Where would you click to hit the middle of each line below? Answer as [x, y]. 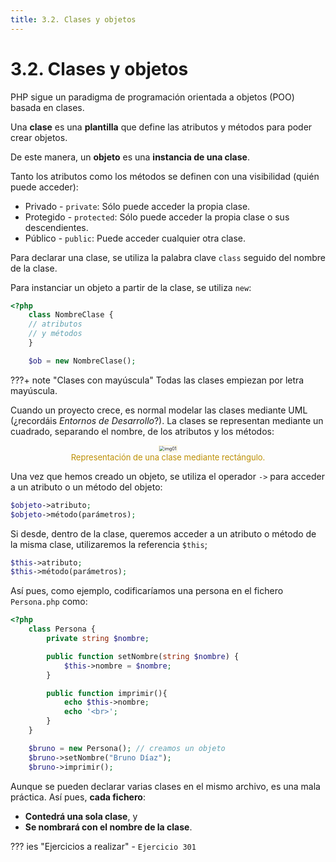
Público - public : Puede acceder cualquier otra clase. [135, 238]
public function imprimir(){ [107, 693]
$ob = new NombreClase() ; [82, 361]
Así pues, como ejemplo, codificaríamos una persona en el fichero [147, 591]
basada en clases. [47, 107]
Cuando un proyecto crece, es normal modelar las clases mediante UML [159, 410]
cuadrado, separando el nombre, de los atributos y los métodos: [142, 431]
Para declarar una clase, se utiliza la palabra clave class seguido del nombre [168, 257]
